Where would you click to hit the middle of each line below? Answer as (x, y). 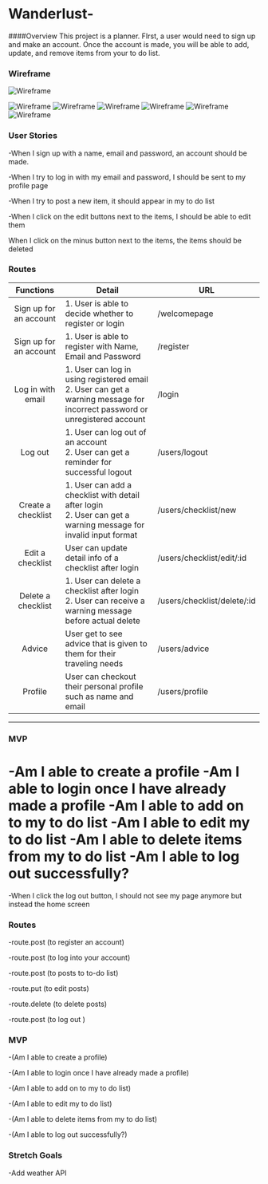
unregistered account (105, 419)
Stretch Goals (35, 1155)
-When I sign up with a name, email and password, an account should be (128, 153)
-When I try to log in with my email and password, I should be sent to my (127, 177)
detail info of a (92, 558)
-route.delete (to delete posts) (58, 1004)
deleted (21, 249)
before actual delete (103, 621)
